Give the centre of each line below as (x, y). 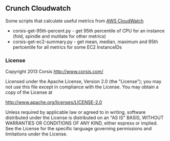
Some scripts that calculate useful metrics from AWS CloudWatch (75, 21)
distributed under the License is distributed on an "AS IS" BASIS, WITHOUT (84, 118)
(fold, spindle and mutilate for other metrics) (59, 36)
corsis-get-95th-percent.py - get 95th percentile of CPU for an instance (89, 31)
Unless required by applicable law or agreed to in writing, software (76, 112)
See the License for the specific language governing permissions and (79, 129)
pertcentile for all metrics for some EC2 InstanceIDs (67, 47)
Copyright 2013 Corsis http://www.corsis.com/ (54, 72)
